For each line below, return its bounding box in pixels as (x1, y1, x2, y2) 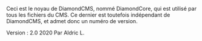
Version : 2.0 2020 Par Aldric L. (6, 29, 85, 36)
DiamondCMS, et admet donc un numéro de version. (6, 18, 138, 24)
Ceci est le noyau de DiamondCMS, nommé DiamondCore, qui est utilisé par (6, 5, 197, 12)
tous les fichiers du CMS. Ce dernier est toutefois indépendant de (6, 11, 170, 18)
